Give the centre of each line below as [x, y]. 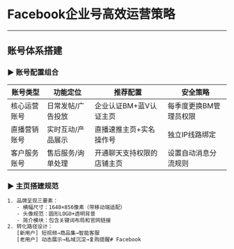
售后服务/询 [66, 153]
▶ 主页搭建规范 [33, 186]
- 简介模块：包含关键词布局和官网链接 [64, 220]
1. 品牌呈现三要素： [33, 201]
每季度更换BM [190, 105]
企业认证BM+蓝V [122, 105]
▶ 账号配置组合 [33, 73]
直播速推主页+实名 [125, 129]
